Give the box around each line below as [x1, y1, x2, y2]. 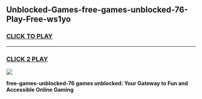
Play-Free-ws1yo [6, 14, 71, 25]
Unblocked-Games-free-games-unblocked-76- [6, 5, 188, 15]
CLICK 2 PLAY [6, 55, 48, 63]
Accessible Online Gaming [6, 86, 74, 93]
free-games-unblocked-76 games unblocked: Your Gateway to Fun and [6, 79, 188, 86]
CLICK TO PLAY [6, 32, 53, 41]
